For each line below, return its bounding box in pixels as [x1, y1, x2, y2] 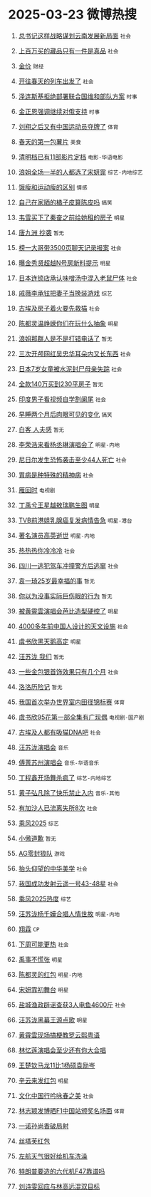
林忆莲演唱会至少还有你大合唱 [18, 1045, 106, 1054]
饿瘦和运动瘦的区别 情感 [18, 182, 88, 191]
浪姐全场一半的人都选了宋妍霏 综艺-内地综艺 [18, 167, 143, 176]
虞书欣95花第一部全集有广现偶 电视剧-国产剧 [18, 712, 145, 721]
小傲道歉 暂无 [18, 834, 56, 842]
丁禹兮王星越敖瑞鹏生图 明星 [18, 500, 100, 509]
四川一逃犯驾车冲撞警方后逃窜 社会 [18, 561, 119, 570]
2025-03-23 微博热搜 [8, 6, 137, 23]
